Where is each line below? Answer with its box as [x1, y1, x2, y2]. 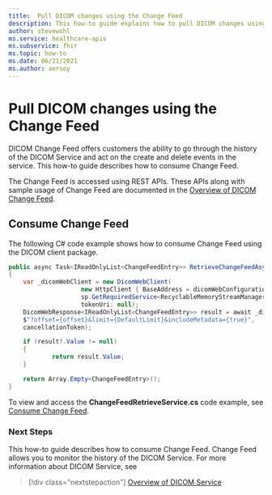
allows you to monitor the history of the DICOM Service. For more [8, 453, 227, 463]
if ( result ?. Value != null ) [23, 338, 117, 346]
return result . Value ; [51, 353, 125, 361]
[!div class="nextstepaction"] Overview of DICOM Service [28, 477, 223, 487]
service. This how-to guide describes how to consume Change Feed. [8, 160, 239, 170]
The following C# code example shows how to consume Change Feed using [8, 238, 262, 248]
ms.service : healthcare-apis [8, 34, 107, 43]
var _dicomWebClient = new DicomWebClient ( [23, 278, 172, 286]
